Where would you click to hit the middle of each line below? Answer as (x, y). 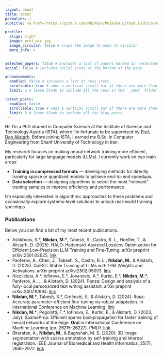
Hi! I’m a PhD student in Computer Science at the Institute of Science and (78, 127)
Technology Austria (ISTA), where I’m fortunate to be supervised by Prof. (78, 132)
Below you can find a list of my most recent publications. (62, 230)
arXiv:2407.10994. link (34, 291)
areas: (11, 162)
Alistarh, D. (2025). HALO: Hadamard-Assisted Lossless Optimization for (84, 245)
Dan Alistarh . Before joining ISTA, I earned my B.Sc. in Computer (69, 137)
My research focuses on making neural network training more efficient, (76, 152)
